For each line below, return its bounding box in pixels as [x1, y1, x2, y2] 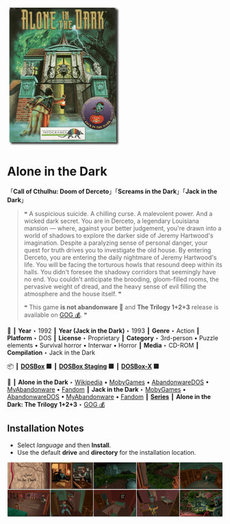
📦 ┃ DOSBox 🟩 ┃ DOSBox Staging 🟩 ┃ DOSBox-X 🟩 [7, 362, 159, 370]
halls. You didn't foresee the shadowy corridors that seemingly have [23, 267, 216, 276]
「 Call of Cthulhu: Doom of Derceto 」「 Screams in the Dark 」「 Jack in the [7, 187, 218, 195]
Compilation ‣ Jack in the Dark [7, 348, 96, 357]
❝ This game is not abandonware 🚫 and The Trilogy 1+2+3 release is [23, 302, 219, 311]
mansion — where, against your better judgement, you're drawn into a [23, 224, 222, 232]
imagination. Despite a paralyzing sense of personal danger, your [23, 239, 208, 247]
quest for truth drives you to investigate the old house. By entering [23, 246, 212, 254]
